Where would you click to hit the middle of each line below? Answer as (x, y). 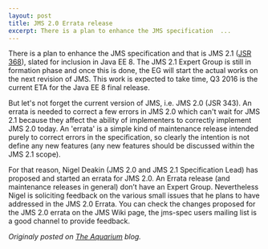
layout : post (30, 16)
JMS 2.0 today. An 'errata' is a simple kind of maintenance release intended (134, 129)
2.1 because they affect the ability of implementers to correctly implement (130, 120)
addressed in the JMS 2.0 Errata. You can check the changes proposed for (132, 204)
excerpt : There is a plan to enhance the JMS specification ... (120, 31)
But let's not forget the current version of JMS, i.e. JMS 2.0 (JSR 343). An (130, 103)
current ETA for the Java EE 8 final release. (79, 88)
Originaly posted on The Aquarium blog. (75, 237)
